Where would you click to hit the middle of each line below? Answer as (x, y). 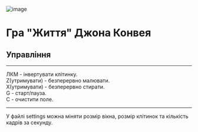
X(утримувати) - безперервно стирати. (55, 87)
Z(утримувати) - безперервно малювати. (58, 80)
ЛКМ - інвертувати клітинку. (42, 74)
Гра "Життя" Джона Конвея (79, 33)
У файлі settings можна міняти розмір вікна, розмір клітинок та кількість (97, 116)
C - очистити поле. (30, 99)
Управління (29, 55)
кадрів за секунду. (29, 123)
